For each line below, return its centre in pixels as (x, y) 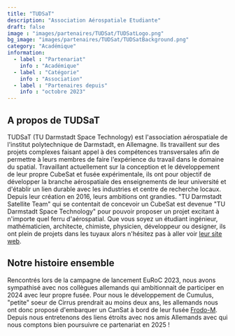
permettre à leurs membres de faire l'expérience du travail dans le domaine (116, 159)
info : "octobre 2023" (53, 92)
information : (26, 53)
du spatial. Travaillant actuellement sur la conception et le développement (114, 167)
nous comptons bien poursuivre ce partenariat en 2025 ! (88, 324)
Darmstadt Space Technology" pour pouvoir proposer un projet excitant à (113, 211)
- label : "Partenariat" (50, 59)
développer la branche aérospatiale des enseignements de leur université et (117, 181)
